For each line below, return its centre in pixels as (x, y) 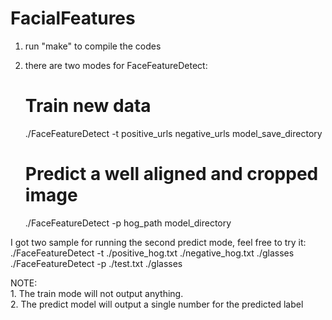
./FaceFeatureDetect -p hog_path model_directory (128, 223)
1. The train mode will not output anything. (97, 293)
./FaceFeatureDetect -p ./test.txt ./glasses (96, 263)
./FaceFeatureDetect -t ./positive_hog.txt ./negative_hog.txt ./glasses (152, 253)
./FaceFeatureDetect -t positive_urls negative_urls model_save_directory (173, 133)
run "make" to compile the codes (93, 46)
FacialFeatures (73, 18)
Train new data (88, 106)
